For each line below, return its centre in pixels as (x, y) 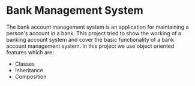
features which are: (30, 52)
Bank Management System (75, 10)
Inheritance (29, 70)
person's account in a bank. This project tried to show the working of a (94, 33)
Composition (31, 76)
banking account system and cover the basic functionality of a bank (90, 39)
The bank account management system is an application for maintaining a (97, 27)
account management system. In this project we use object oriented (90, 46)
